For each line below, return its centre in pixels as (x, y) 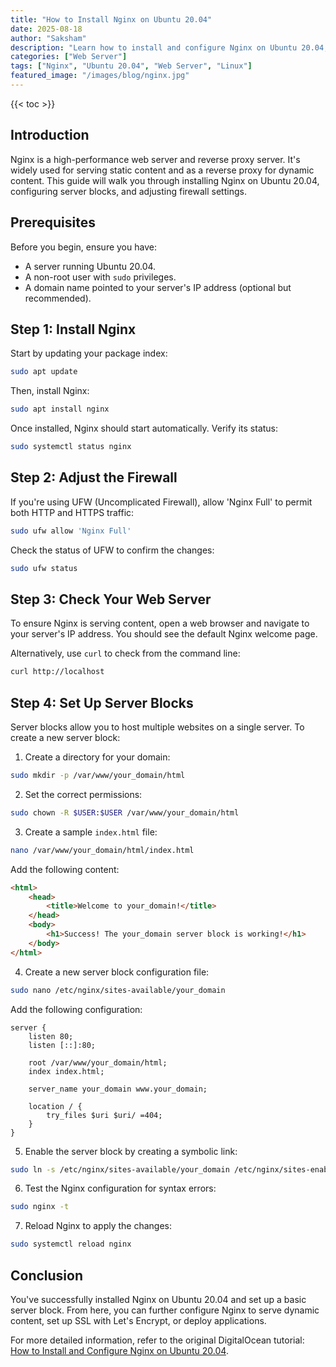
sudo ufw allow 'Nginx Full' (71, 531)
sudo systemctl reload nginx (71, 1244)
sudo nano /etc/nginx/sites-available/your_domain (118, 990)
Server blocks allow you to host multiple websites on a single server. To (157, 727)
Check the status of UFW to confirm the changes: (112, 550)
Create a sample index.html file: (91, 832)
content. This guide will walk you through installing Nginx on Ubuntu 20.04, (165, 180)
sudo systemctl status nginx (71, 447)
